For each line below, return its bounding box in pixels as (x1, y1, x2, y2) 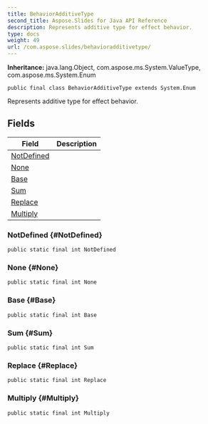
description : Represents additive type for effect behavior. (7, 24, 193, 31)
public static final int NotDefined (7, 247, 116, 254)
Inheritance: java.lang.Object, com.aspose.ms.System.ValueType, (7, 63, 201, 71)
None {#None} (7, 263, 59, 273)
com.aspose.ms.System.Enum (7, 71, 96, 79)
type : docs (7, 30, 40, 38)
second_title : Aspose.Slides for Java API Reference (7, 17, 167, 24)
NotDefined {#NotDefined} (7, 229, 103, 239)
